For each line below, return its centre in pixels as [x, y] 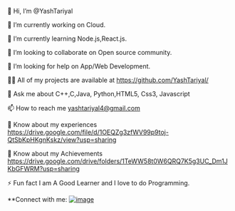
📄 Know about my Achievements [55, 154]
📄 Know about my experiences [52, 124]
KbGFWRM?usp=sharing [43, 169]
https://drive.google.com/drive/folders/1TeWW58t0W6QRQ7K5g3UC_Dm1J [117, 161]
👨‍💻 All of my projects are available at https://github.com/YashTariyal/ [108, 80]
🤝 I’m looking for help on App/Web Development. [79, 66]
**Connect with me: [37, 199]
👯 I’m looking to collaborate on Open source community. [90, 52]
